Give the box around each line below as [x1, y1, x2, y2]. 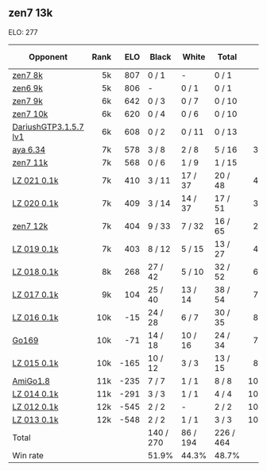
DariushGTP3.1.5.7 [12, 121, 85, 132]
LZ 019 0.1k [12, 243, 59, 254]
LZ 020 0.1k [12, 198, 59, 209]
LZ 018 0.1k [12, 266, 59, 277]
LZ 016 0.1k [12, 311, 59, 322]
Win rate [12, 450, 44, 461]
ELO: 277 [8, 27, 38, 37]
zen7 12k [12, 220, 48, 231]
